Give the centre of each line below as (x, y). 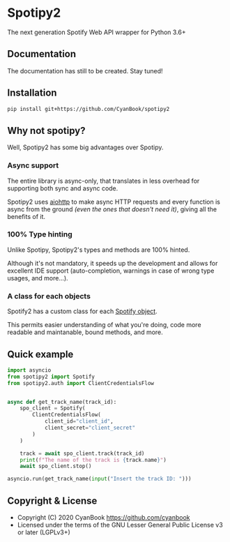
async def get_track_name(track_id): (62, 402)
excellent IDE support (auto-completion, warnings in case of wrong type (111, 271)
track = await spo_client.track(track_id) (82, 453)
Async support (33, 165)
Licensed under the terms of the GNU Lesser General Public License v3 (120, 525)
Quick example (40, 354)
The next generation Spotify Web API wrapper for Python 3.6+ (97, 32)
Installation (32, 93)
